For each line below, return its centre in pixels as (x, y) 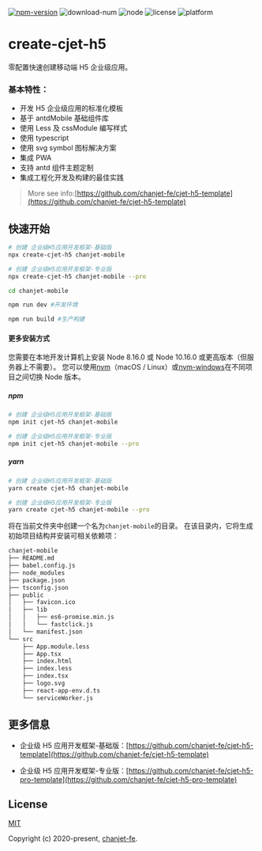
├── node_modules (37, 573)
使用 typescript (44, 138)
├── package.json (37, 580)
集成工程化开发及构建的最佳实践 (71, 177)
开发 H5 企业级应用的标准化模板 (71, 108)
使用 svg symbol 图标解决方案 (68, 148)
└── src (21, 639)
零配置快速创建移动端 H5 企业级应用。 (70, 66)
